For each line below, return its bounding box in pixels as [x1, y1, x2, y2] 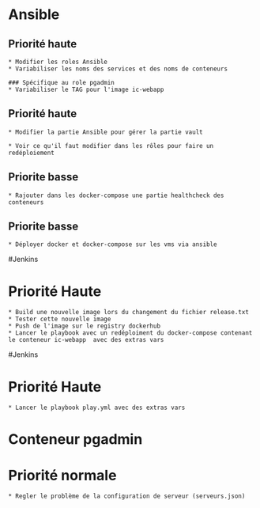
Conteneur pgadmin [8, 430, 143, 448]
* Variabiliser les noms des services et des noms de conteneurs [8, 65, 228, 73]
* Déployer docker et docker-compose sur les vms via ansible [8, 241, 217, 248]
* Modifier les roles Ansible [8, 58, 108, 66]
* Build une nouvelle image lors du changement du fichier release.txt [8, 309, 249, 317]
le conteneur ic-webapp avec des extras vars [8, 336, 164, 344]
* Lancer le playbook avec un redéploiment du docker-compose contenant [8, 329, 253, 337]
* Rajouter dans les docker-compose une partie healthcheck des [8, 191, 224, 199]
